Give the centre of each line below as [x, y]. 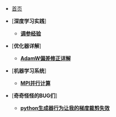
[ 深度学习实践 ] [29, 21]
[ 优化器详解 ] [27, 46]
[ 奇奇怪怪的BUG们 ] [34, 96]
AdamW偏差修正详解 [45, 58]
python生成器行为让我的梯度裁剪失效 [65, 108]
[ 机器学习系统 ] [29, 71]
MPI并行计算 [35, 83]
